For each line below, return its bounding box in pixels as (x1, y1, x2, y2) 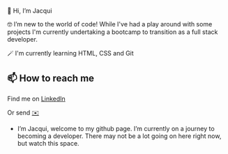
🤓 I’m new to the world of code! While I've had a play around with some (7, 20, 213, 28)
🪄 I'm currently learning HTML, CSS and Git (7, 49, 134, 57)
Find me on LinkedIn (7, 94, 66, 103)
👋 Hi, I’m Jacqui (7, 7, 52, 15)
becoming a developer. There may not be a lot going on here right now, (17, 132, 222, 140)
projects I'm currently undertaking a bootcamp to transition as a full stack (7, 28, 218, 36)
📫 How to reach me (7, 73, 95, 85)
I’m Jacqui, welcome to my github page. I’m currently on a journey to (17, 124, 215, 132)
